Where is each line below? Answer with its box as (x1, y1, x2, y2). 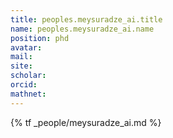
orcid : (10, 80, 38, 90)
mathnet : (10, 89, 47, 99)
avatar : (10, 42, 43, 53)
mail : (10, 52, 33, 62)
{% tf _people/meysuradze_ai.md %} (10, 116, 162, 128)
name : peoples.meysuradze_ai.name (10, 24, 155, 34)
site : (10, 61, 33, 71)
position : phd (10, 33, 70, 43)
